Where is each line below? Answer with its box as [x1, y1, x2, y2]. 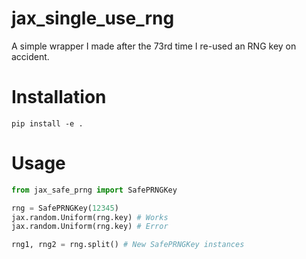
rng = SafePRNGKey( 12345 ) [11, 203, 119, 213]
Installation [11, 86, 107, 109]
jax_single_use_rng [11, 7, 175, 30]
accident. [11, 50, 50, 62]
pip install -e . [11, 118, 84, 129]
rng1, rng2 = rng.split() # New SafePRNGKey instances [11, 240, 245, 250]
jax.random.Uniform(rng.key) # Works [11, 212, 169, 222]
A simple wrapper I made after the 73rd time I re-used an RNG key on [11, 40, 297, 52]
